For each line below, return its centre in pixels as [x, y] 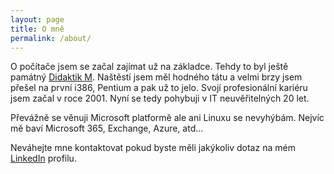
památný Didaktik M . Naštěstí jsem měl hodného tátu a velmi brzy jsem [156, 77]
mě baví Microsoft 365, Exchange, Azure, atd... [107, 128]
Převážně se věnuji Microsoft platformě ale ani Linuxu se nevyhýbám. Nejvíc [167, 118]
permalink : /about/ [51, 38]
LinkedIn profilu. [43, 158]
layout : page [37, 19]
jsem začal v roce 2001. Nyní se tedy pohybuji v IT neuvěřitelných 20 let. [160, 98]
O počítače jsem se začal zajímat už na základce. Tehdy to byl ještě [149, 67]
